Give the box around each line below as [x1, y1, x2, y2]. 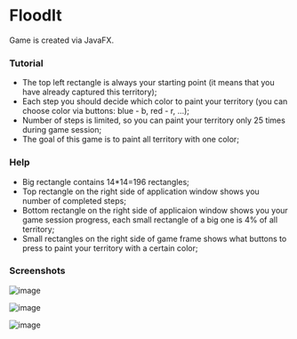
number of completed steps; [21, 195, 127, 206]
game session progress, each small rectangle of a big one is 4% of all [21, 214, 278, 225]
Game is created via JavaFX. [9, 35, 114, 45]
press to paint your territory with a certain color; [21, 242, 198, 254]
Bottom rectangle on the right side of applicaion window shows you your [21, 205, 289, 215]
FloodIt [9, 5, 62, 26]
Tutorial [9, 57, 44, 69]
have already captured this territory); [21, 86, 157, 98]
